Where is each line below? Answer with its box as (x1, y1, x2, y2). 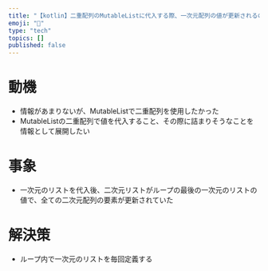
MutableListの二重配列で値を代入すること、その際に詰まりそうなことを (19, 117, 254, 126)
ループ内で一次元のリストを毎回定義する (19, 253, 153, 264)
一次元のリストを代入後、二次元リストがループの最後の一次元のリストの (19, 185, 258, 194)
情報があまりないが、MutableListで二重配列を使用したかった (19, 106, 219, 116)
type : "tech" (8, 26, 52, 34)
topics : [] (8, 34, 45, 42)
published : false (8, 42, 66, 50)
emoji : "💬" (8, 19, 45, 27)
